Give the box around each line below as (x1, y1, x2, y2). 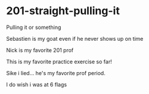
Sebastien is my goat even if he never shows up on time (6, 35, 144, 42)
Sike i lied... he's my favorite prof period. (6, 69, 105, 76)
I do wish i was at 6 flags (6, 81, 67, 88)
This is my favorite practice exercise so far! (6, 58, 112, 65)
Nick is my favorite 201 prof (6, 46, 74, 54)
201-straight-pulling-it (6, 4, 120, 18)
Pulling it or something (6, 24, 61, 31)
